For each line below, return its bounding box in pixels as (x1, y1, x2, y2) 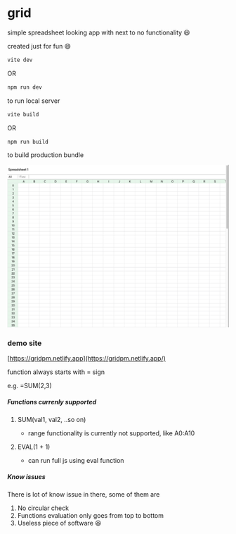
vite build (7, 111, 39, 118)
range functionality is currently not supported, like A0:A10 (27, 429, 195, 437)
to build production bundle (7, 151, 84, 159)
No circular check (17, 504, 69, 512)
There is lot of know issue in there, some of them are (7, 490, 160, 499)
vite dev (7, 56, 33, 63)
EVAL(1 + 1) (17, 442, 51, 452)
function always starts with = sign (7, 368, 105, 376)
